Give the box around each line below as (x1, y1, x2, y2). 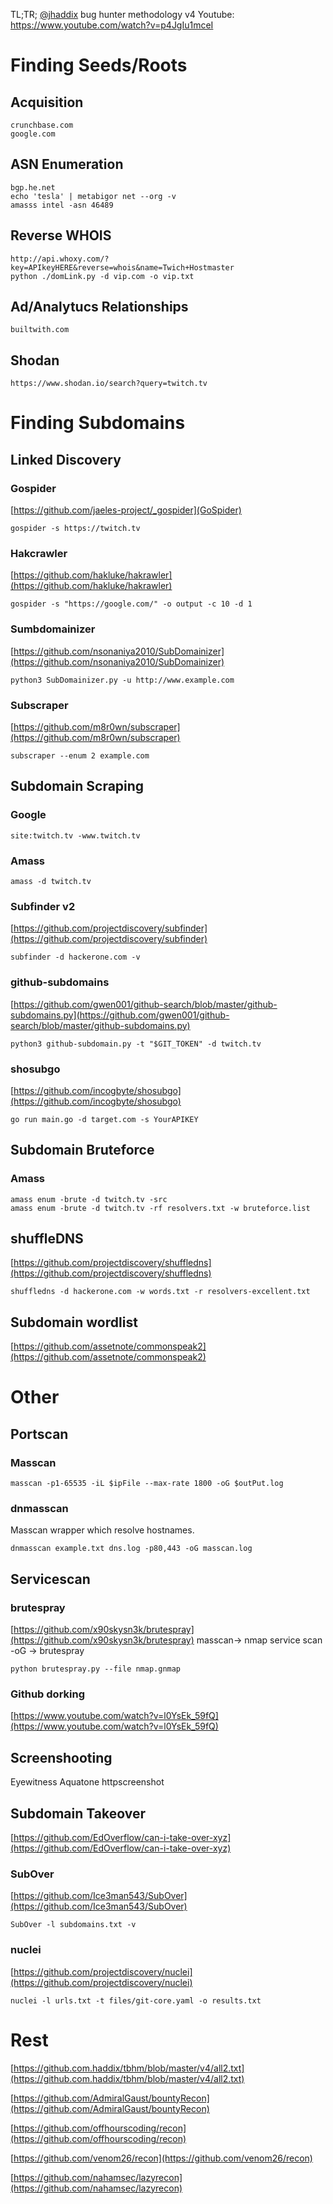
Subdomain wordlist (10, 1314, 138, 1331)
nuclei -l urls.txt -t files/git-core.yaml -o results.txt (10, 1995, 262, 2006)
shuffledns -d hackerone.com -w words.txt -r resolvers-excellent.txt (10, 1287, 311, 1297)
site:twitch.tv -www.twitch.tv (10, 830, 141, 841)
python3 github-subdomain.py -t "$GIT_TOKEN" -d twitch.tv (10, 1039, 262, 1049)
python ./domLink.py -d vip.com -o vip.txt (10, 271, 195, 281)
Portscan (10, 1425, 69, 1443)
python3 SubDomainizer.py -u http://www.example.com (10, 675, 235, 685)
